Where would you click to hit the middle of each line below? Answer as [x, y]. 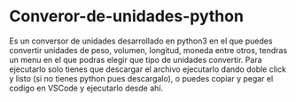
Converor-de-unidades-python [126, 16]
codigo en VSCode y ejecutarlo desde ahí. [86, 88]
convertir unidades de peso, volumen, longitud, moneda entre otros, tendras [148, 50]
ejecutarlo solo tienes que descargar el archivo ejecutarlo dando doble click [148, 69]
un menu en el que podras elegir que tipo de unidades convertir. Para [136, 59]
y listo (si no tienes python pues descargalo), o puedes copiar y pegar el [141, 78]
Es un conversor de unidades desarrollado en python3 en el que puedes [141, 41]
